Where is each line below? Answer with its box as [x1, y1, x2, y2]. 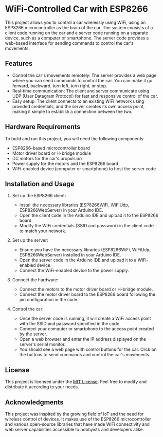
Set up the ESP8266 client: [12, 193, 66, 199]
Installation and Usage [5, 180, 74, 188]
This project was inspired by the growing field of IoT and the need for [5, 411, 144, 417]
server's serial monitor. [19, 342, 66, 347]
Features [5, 59, 33, 68]
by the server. [19, 331, 47, 337]
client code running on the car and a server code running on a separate [5, 30, 148, 36]
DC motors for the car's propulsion [12, 155, 82, 161]
